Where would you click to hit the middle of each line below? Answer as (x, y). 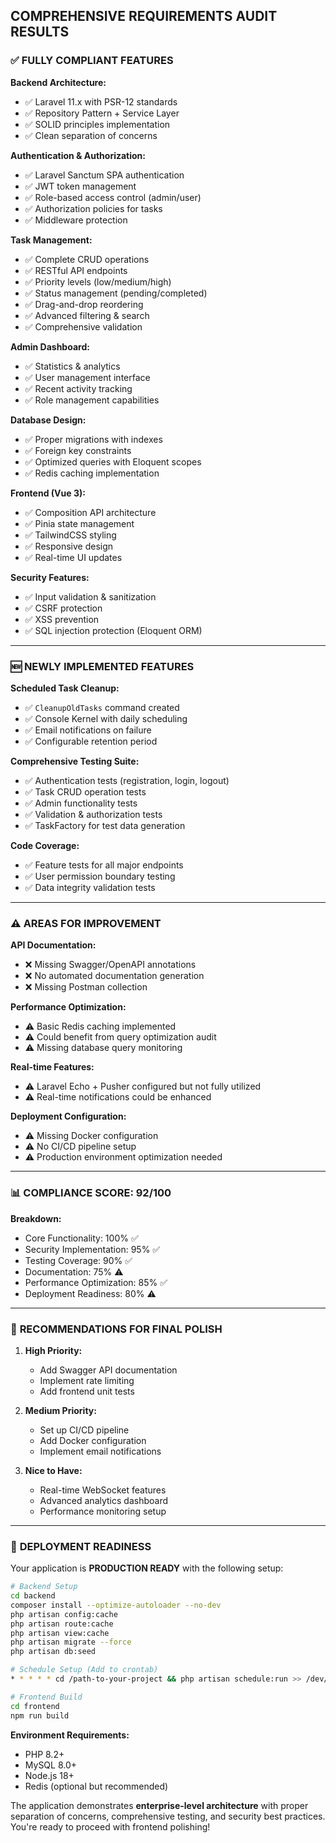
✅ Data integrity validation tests (90, 887)
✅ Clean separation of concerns (91, 135)
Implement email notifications (100, 1451)
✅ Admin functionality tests (81, 803)
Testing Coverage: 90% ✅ (78, 1260)
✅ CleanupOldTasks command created (102, 707)
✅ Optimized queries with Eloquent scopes (113, 461)
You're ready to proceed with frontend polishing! (110, 1826)
